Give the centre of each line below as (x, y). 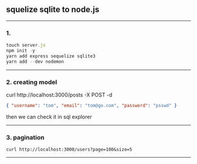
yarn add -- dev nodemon (35, 61)
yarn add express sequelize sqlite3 (51, 56)
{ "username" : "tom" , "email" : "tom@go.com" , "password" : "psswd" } (91, 105)
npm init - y (21, 50)
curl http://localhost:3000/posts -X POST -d (59, 95)
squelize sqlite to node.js (53, 10)
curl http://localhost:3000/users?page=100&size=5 (69, 150)
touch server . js (26, 45)
